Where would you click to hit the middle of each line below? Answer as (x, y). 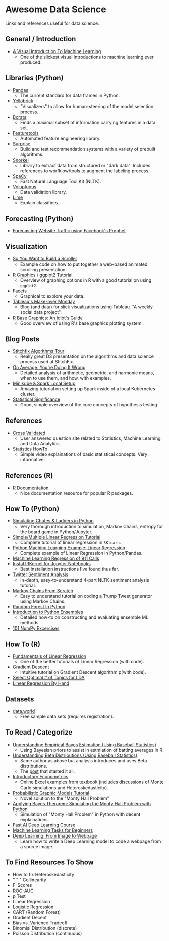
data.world (24, 711)
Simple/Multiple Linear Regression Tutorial (57, 537)
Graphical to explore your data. (52, 296)
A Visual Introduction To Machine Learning (57, 51)
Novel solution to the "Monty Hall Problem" (65, 798)
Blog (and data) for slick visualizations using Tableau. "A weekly (86, 307)
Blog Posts (22, 339)
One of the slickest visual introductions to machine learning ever (87, 57)
